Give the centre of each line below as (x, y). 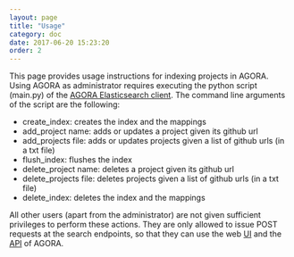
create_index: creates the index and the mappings (114, 122)
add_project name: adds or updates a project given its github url (140, 131)
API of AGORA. (37, 244)
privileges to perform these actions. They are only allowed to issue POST (143, 225)
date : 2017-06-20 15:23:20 (59, 42)
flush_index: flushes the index (77, 160)
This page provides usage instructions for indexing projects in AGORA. (139, 76)
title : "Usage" (38, 26)
